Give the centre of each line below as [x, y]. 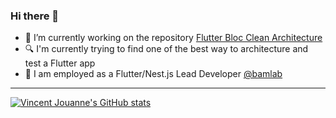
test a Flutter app [60, 63]
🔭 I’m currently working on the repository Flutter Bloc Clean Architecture [173, 38]
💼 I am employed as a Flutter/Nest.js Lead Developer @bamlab [153, 74]
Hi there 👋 [35, 16]
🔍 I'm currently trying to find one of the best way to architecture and [166, 49]
